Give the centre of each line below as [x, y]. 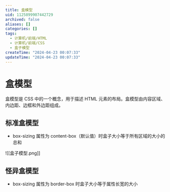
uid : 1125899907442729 [29, 15]
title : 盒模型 [19, 10]
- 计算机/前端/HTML [28, 39]
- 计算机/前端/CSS [27, 43]
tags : [11, 34]
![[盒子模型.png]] [23, 153]
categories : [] [21, 29]
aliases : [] [18, 24]
